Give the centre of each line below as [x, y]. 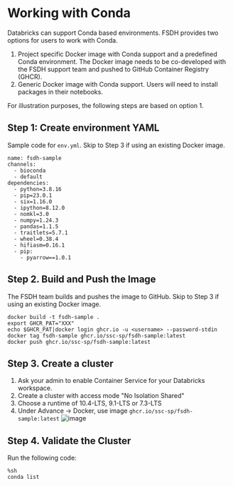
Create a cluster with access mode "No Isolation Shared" [101, 396]
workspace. [35, 388]
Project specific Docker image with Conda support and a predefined [118, 54]
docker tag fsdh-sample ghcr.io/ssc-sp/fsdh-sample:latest [97, 335]
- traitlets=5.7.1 [41, 232]
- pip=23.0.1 [33, 195]
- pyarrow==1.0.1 [46, 257]
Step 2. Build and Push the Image [82, 280]
